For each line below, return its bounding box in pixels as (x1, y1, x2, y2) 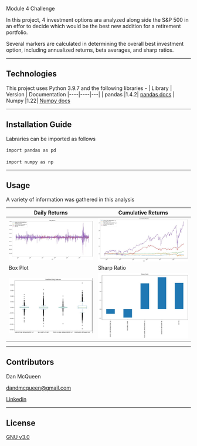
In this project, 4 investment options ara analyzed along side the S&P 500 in (6, 16, 189, 23)
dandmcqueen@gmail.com (6, 384, 72, 391)
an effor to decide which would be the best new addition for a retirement (6, 23, 181, 29)
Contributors (6, 357, 55, 367)
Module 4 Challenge (6, 5, 55, 12)
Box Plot (8, 264, 29, 271)
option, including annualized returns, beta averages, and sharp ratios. (6, 46, 174, 53)
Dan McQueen (6, 373, 41, 380)
